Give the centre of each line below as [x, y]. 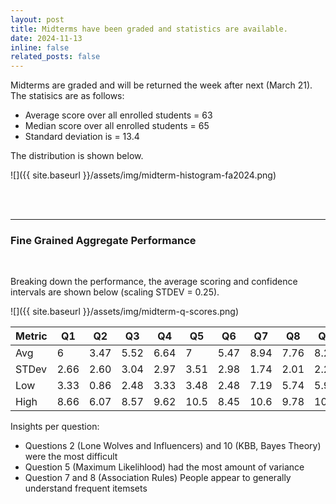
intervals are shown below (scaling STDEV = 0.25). [115, 292]
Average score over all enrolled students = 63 [118, 115]
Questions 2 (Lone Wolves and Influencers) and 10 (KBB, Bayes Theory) [173, 446]
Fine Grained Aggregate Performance [103, 241]
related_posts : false [55, 57]
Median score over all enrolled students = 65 [117, 126]
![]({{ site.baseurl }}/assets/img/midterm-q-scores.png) [124, 312]
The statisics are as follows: [67, 96]
